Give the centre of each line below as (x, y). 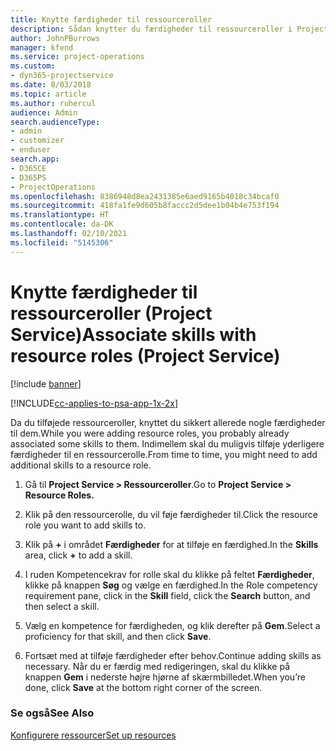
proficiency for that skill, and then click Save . (118, 636)
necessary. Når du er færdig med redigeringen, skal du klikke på (157, 666)
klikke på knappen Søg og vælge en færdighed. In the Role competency (171, 585)
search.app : (35, 159)
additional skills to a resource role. (81, 465)
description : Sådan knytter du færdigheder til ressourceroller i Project (169, 29)
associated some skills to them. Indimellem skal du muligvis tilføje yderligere (167, 443)
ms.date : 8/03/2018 (51, 85)
